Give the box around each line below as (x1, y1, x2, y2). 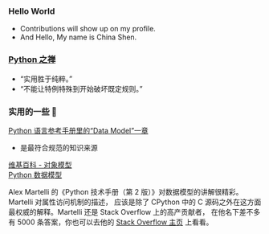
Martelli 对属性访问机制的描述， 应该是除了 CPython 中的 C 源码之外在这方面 (8, 197, 262, 207)
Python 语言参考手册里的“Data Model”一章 (8, 125, 149, 135)
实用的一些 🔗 (8, 106, 58, 117)
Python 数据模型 (8, 170, 63, 179)
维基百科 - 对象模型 (8, 159, 72, 170)
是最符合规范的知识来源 (19, 142, 98, 152)
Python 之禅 (8, 54, 56, 65)
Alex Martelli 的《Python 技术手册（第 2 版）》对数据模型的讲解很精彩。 (8, 187, 243, 196)
